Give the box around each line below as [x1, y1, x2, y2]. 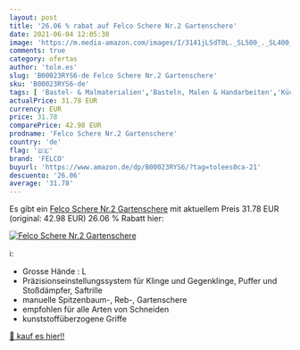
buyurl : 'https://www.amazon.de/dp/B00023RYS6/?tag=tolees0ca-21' [9, 162, 262, 171]
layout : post [9, 12, 58, 22]
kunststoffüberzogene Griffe [21, 313, 128, 324]
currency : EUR [9, 104, 62, 113]
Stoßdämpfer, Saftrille [21, 285, 103, 296]
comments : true [9, 46, 66, 55]
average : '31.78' [9, 179, 74, 188]
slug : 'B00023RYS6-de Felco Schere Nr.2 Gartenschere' [9, 71, 218, 80]
